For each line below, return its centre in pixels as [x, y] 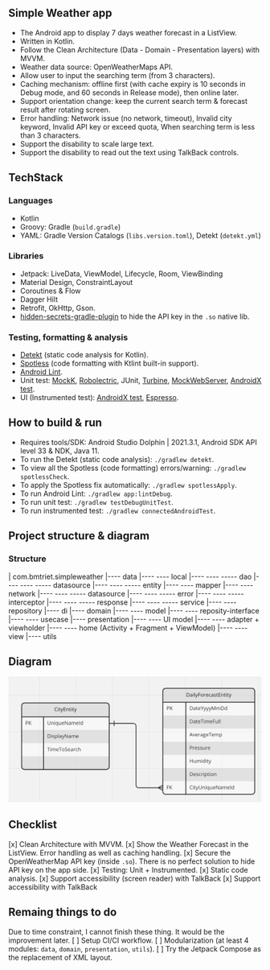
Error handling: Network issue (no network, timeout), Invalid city [126, 118]
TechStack [36, 177]
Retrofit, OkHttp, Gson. [58, 308]
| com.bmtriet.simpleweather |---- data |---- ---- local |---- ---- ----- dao [130, 576]
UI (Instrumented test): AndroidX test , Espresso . [99, 398]
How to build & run [55, 423]
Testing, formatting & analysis [68, 337]
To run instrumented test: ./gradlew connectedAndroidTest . [118, 510]
